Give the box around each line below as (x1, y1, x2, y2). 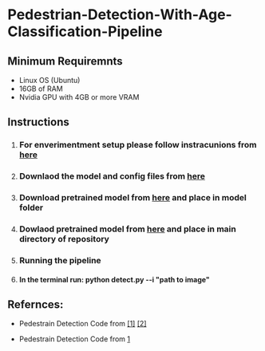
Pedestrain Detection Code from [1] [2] (18, 319, 147, 329)
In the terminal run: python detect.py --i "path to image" (18, 274, 211, 284)
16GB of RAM (18, 84, 63, 93)
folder (18, 202, 44, 213)
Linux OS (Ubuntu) (18, 76, 81, 85)
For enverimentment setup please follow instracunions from (18, 140, 257, 151)
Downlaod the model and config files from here (18, 171, 205, 182)
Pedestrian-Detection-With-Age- (7, 6, 232, 24)
